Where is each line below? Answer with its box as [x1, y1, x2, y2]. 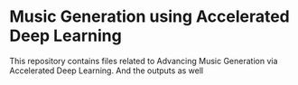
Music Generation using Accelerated [9, 6, 291, 27]
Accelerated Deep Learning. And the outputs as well [9, 65, 204, 76]
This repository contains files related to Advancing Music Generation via [9, 55, 278, 66]
